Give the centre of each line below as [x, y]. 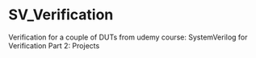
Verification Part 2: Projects [54, 45]
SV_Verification [61, 15]
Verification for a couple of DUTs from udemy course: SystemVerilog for [128, 37]
